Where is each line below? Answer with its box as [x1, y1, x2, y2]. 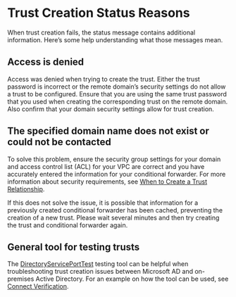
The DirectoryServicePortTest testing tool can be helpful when [7, 260, 189, 268]
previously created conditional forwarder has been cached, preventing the [7, 206, 223, 214]
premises [7, 274, 35, 283]
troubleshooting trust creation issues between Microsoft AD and [7, 267, 194, 276]
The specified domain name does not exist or [7, 125, 209, 137]
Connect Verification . [7, 282, 69, 291]
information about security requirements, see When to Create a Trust [7, 177, 208, 186]
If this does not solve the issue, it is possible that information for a [7, 198, 199, 207]
